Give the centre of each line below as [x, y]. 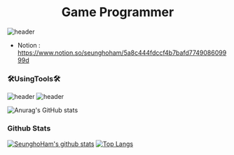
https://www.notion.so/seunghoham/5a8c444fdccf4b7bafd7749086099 [122, 53]
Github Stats [29, 128]
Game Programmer [118, 12]
